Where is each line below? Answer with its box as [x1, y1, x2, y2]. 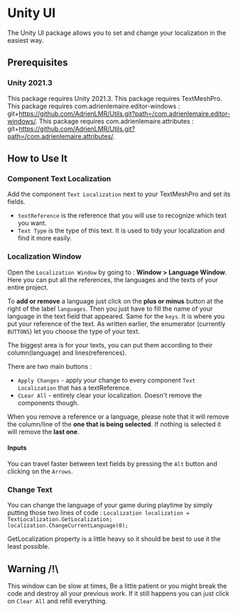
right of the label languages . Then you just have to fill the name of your [7, 304, 213, 313]
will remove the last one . [7, 427, 80, 436]
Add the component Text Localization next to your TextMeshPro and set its [7, 190, 231, 198]
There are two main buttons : [7, 362, 92, 370]
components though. [17, 398, 80, 407]
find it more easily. [17, 234, 72, 242]
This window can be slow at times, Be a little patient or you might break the [7, 581, 227, 590]
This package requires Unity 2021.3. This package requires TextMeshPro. [7, 94, 222, 102]
